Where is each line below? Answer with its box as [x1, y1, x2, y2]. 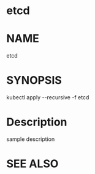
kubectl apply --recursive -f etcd [6, 94, 89, 101]
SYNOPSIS [6, 74, 63, 88]
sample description [6, 135, 55, 143]
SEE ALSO [6, 157, 59, 171]
